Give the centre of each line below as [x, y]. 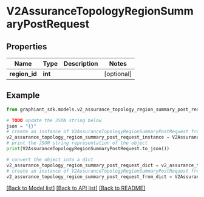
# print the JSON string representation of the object [77, 143]
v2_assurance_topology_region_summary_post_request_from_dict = [89, 177]
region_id [23, 74]
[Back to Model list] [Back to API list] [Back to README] [76, 188]
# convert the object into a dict [50, 159]
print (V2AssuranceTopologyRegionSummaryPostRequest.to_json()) [88, 149]
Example [23, 95]
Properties [27, 47]
